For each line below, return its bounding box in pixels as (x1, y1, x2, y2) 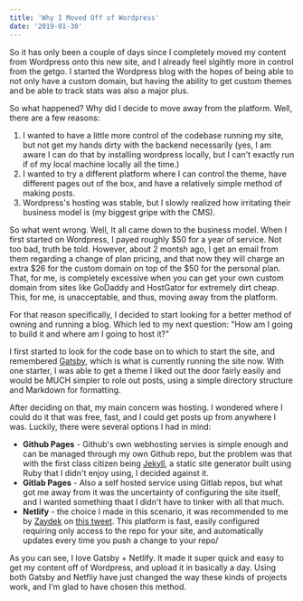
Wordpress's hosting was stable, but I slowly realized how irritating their (22, 196, 291, 208)
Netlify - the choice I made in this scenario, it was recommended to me (22, 506, 289, 517)
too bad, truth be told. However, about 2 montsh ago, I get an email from (9, 243, 279, 254)
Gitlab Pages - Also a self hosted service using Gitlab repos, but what (22, 477, 283, 488)
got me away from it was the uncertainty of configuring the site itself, (22, 486, 280, 498)
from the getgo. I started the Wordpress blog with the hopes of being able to (9, 65, 294, 77)
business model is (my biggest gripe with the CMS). (22, 206, 215, 217)
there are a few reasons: (9, 112, 100, 123)
